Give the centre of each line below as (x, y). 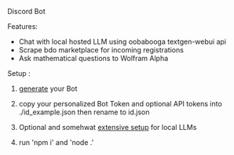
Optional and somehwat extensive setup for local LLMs (108, 127)
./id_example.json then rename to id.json (84, 112)
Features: (23, 26)
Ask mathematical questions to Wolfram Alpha (93, 58)
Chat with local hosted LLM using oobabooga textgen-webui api (122, 41)
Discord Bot (26, 11)
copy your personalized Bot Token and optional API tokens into (121, 104)
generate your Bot (48, 88)
